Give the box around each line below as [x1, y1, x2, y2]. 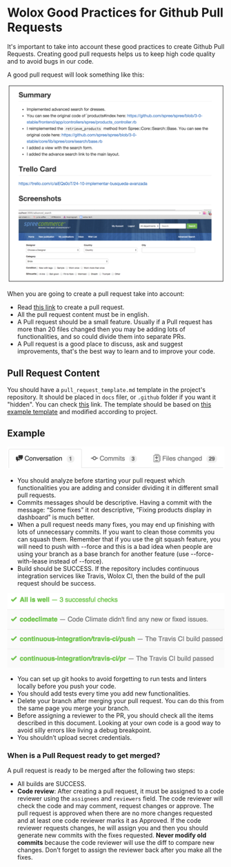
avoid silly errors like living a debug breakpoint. [17, 726, 152, 734]
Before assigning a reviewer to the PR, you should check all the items [17, 711, 214, 720]
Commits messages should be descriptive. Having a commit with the [17, 498, 212, 507]
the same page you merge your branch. [17, 704, 130, 713]
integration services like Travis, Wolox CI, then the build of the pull [17, 572, 205, 580]
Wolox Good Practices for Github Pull [7, 5, 224, 21]
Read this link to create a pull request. [17, 303, 125, 312]
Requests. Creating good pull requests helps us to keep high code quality [7, 50, 216, 58]
